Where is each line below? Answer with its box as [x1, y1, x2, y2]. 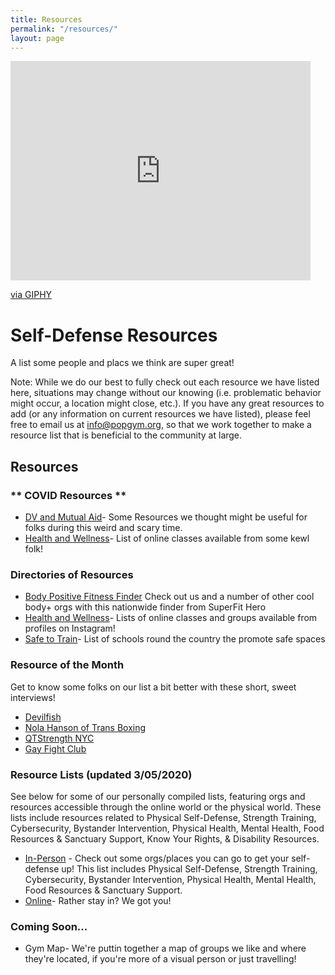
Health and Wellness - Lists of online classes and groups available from [24, 612, 318, 624]
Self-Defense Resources [10, 324, 218, 346]
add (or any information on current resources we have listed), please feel [10, 408, 311, 420]
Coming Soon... [10, 919, 88, 933]
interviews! [10, 691, 56, 703]
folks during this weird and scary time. [24, 522, 183, 533]
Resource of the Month [10, 658, 125, 672]
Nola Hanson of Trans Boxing [24, 721, 147, 733]
